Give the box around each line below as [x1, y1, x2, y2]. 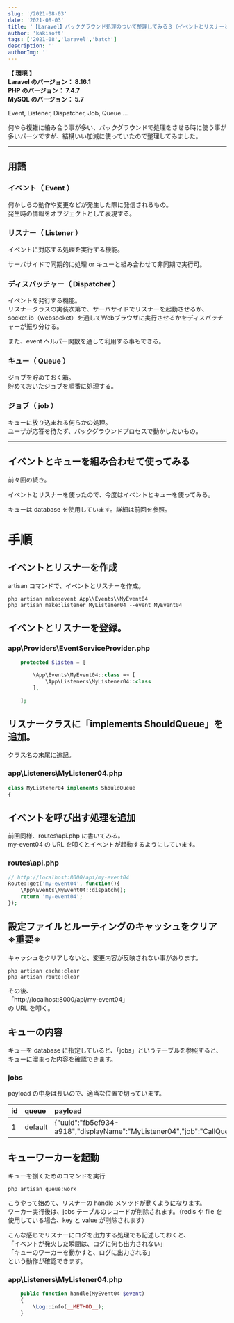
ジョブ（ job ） [8, 401, 58, 411]
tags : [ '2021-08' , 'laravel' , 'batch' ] [8, 36, 117, 43]
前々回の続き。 [8, 476, 51, 484]
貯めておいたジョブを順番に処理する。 [8, 382, 117, 390]
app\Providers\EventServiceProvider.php [8, 643, 150, 653]
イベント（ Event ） [8, 184, 74, 193]
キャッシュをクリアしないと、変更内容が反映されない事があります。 [8, 953, 202, 961]
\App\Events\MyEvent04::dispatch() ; [20, 887, 127, 894]
